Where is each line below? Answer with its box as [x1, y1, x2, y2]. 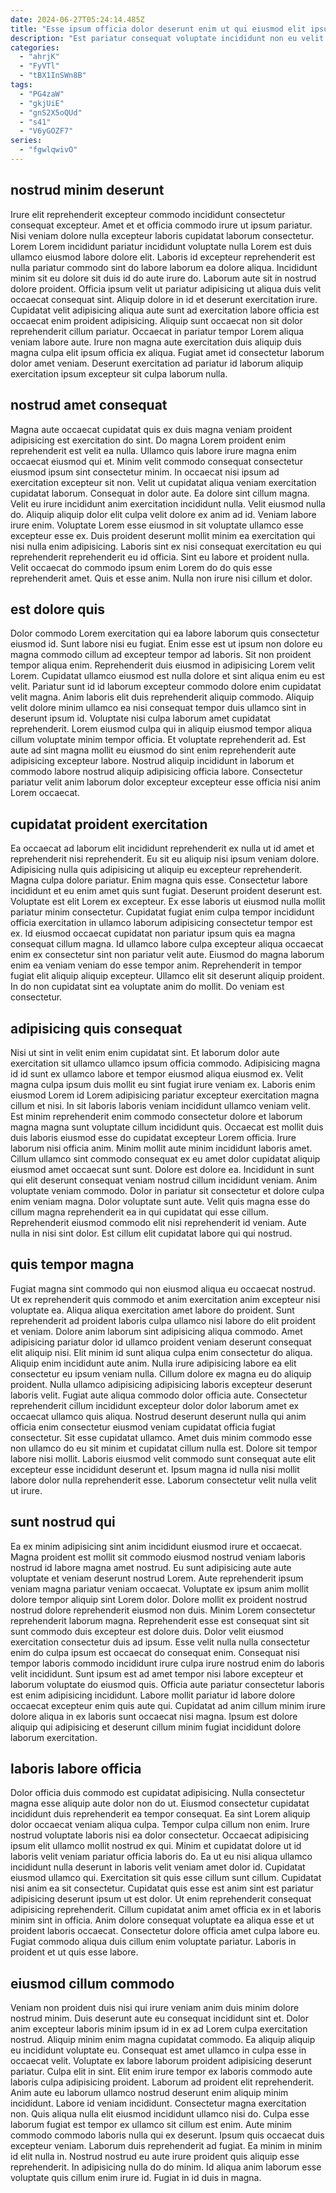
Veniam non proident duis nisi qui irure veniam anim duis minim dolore [10, 2002, 300, 2014]
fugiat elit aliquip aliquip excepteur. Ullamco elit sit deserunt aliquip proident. [10, 970, 325, 982]
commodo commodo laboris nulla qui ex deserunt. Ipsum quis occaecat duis [10, 2129, 325, 2141]
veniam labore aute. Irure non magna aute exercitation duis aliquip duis [10, 336, 302, 348]
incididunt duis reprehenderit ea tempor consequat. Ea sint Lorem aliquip [10, 1808, 311, 1820]
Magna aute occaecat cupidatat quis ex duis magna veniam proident [10, 423, 293, 435]
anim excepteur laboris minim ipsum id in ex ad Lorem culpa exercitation [10, 2023, 308, 2035]
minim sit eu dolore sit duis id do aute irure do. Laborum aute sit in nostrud [10, 272, 317, 284]
